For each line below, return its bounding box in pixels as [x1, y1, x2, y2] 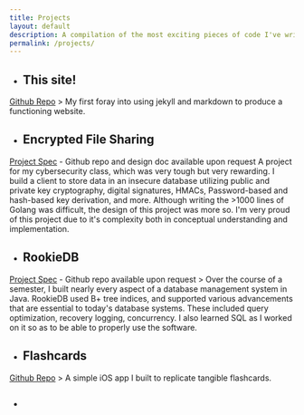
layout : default [9, 22, 71, 31]
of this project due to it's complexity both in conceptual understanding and [9, 214, 288, 225]
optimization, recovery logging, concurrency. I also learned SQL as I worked [9, 312, 292, 323]
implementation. [9, 223, 70, 234]
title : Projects [9, 13, 71, 23]
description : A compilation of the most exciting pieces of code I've [9, 30, 281, 39]
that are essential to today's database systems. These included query [9, 303, 269, 314]
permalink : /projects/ [9, 38, 95, 48]
